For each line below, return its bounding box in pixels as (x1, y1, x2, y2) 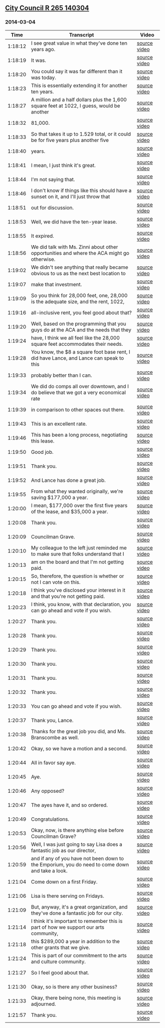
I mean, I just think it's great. (31, 162, 96, 168)
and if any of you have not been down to (31, 855, 124, 861)
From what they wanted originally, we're (31, 488, 124, 495)
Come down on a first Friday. (31, 878, 98, 885)
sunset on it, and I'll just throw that (31, 193, 110, 200)
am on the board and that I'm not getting (31, 558, 124, 565)
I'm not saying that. (31, 176, 75, 183)
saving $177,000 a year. (31, 494, 88, 500)
